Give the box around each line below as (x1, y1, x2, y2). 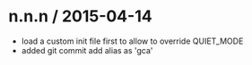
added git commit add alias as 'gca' (21, 45, 153, 55)
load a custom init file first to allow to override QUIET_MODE (21, 36, 244, 46)
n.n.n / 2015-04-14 (8, 6, 153, 27)
